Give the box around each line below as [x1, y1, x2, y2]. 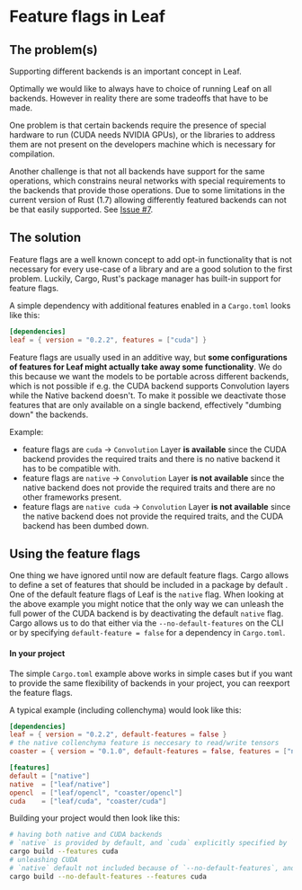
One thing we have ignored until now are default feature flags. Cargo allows [9, 570, 289, 581]
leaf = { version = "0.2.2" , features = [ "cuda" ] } [9, 335, 207, 344]
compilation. [9, 148, 56, 159]
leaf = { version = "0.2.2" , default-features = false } [9, 730, 227, 739]
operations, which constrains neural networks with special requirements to [9, 175, 286, 186]
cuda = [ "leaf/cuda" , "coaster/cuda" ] [9, 797, 167, 805]
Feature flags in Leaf [9, 6, 166, 27]
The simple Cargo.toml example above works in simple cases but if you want [9, 668, 293, 679]
